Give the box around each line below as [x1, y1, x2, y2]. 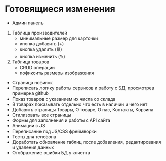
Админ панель [12, 20, 44, 26]
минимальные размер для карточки [19, 35, 98, 41]
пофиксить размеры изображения [19, 70, 94, 76]
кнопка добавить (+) [19, 40, 64, 46]
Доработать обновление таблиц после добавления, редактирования [12, 139, 161, 145]
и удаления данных [12, 144, 54, 150]
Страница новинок [12, 79, 53, 85]
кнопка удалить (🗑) [19, 46, 62, 52]
